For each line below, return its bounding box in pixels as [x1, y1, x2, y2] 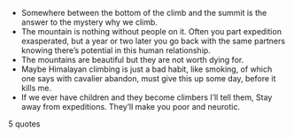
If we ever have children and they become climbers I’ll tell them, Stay [20, 92, 273, 103]
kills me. [20, 83, 52, 93]
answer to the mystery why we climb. [20, 17, 159, 27]
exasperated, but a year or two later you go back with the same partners [20, 35, 285, 46]
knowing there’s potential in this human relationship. [20, 45, 212, 56]
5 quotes [8, 119, 41, 129]
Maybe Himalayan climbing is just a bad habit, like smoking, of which [20, 64, 273, 74]
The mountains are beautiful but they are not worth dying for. [20, 55, 244, 65]
